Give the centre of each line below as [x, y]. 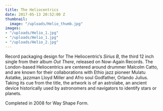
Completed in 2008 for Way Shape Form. [47, 103]
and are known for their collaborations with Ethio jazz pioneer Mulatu [75, 72]
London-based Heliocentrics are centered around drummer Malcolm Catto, [82, 67]
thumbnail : [16, 19]
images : [13, 28]
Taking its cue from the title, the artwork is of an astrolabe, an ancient [76, 83]
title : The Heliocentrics [32, 10]
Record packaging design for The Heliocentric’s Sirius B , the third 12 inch [80, 56]
